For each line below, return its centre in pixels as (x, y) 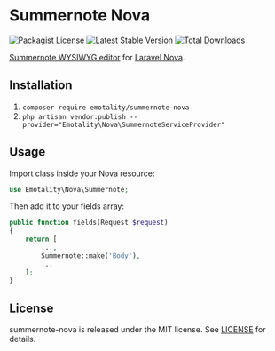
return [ (41, 239)
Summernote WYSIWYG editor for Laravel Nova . (97, 57)
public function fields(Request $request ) (89, 223)
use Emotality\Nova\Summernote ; (69, 189)
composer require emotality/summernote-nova (106, 108)
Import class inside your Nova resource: (82, 173)
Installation (41, 85)
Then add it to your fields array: (67, 206)
